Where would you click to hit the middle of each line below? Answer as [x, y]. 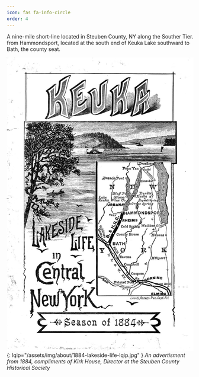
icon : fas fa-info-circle [38, 12]
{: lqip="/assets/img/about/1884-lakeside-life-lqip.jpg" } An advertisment [96, 355]
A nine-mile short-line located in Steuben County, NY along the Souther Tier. [100, 36]
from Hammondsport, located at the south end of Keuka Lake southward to [98, 43]
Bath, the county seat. [34, 49]
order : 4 [17, 19]
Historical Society [28, 368]
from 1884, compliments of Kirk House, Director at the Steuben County [93, 362]
